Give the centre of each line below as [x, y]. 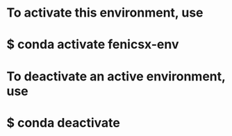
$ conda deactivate [64, 122]
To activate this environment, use [105, 13]
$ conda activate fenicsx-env [93, 45]
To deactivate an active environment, [116, 76]
